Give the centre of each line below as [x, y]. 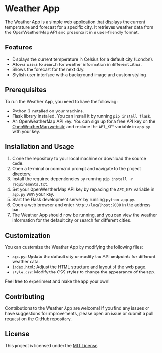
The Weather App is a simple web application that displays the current [75, 22]
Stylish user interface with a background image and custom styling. [79, 74]
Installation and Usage [40, 147]
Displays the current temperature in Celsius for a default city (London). [83, 59]
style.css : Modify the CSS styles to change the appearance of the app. [84, 272]
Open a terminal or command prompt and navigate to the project [76, 169]
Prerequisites [26, 90]
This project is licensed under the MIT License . [52, 345]
